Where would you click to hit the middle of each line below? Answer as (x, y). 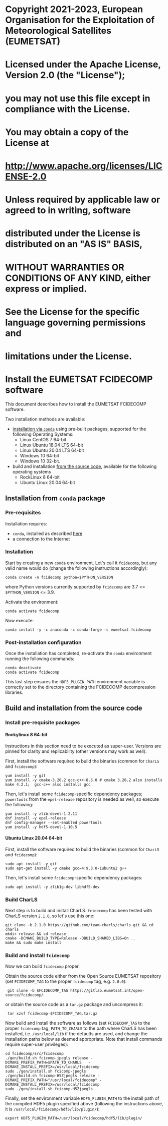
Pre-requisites (23, 513)
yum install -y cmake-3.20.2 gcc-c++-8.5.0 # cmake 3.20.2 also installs (84, 780)
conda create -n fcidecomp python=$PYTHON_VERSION (59, 577)
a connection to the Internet (41, 539)
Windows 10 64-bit (39, 455)
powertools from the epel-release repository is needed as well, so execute (82, 799)
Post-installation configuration (43, 642)
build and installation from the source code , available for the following (85, 466)
